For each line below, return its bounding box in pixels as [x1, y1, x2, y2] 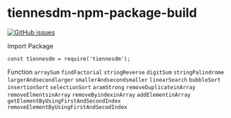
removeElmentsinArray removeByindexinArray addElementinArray [7, 91, 191, 98]
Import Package [7, 41, 54, 50]
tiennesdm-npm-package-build [7, 5, 197, 21]
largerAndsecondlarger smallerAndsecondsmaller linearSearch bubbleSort [7, 76, 221, 84]
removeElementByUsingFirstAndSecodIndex [7, 103, 128, 110]
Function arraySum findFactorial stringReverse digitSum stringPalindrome [7, 67, 224, 76]
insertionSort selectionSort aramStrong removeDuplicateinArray [7, 84, 196, 91]
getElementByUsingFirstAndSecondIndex [7, 97, 121, 105]
